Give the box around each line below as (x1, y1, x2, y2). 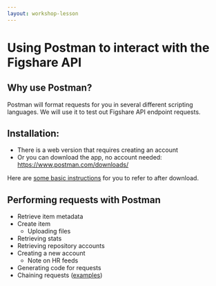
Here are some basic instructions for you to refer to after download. (7, 174, 199, 182)
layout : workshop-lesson (7, 10, 79, 17)
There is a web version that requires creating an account (17, 146, 178, 154)
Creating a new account (17, 249, 86, 258)
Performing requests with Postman (7, 194, 161, 206)
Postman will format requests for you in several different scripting (7, 100, 193, 108)
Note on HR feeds (27, 256, 79, 265)
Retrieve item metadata (17, 212, 84, 221)
